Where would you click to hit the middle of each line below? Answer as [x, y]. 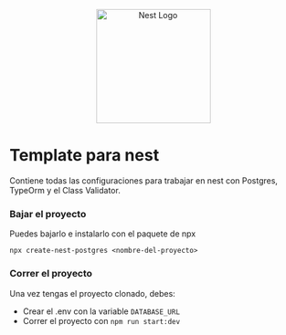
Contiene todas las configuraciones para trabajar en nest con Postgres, [144, 180]
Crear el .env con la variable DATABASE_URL [101, 311]
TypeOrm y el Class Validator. [65, 190]
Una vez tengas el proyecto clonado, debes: [92, 293]
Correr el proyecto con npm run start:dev [101, 320]
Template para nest [85, 156]
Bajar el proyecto [48, 214]
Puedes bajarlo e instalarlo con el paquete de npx [103, 234]
